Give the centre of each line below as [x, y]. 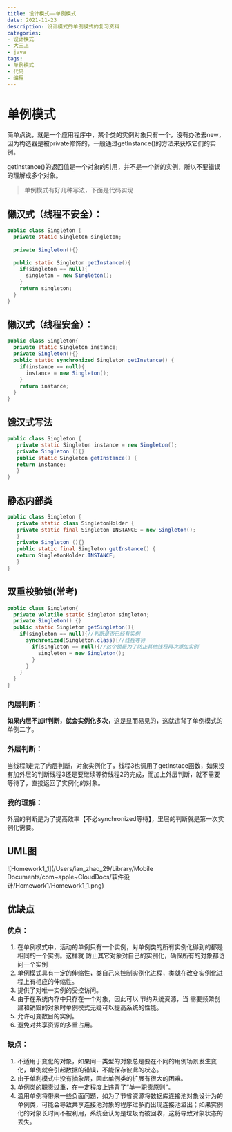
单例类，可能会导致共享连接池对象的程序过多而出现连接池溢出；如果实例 [120, 1104]
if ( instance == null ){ [52, 367]
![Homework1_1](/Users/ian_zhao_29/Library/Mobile [80, 868]
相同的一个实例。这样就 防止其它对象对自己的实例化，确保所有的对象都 [118, 955]
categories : [24, 33]
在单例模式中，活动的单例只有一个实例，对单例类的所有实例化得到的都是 [120, 947]
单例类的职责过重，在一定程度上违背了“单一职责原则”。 [96, 1087]
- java [17, 53]
